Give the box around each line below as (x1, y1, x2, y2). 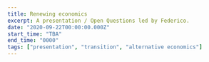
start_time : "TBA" (7, 30, 62, 38)
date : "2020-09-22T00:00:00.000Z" (7, 24, 111, 31)
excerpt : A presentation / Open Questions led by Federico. (7, 17, 190, 24)
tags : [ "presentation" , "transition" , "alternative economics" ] (7, 43, 203, 51)
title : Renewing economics (7, 10, 88, 18)
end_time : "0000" (7, 37, 59, 44)
